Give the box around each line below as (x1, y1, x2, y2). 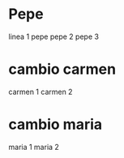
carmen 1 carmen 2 (8, 87, 73, 96)
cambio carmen (8, 60, 116, 79)
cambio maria (8, 115, 103, 134)
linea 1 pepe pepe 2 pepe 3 (8, 32, 100, 41)
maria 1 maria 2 (8, 142, 59, 152)
